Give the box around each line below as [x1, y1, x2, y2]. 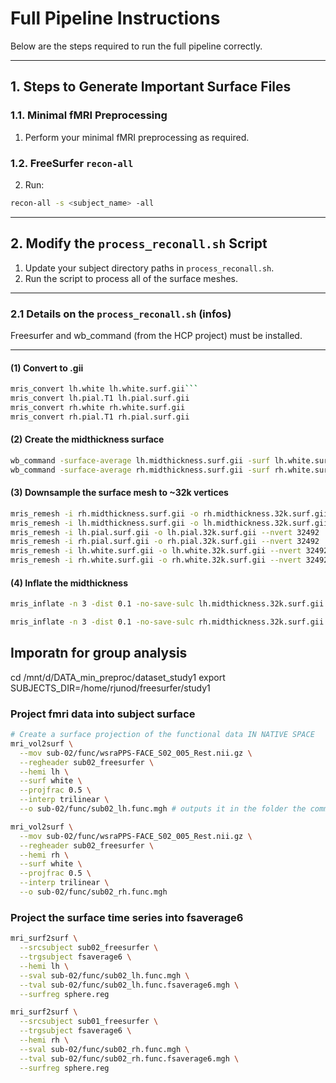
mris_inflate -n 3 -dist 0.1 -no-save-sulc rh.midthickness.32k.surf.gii [10, 617, 325, 627]
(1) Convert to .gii [10, 362, 84, 374]
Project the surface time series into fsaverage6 [10, 910, 244, 924]
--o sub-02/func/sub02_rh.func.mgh [19, 887, 168, 897]
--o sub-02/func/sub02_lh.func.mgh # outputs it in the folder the [19, 804, 307, 814]
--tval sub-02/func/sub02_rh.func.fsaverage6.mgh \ [19, 1053, 240, 1064]
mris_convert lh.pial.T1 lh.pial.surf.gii [10, 393, 190, 403]
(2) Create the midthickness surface [10, 433, 165, 446]
